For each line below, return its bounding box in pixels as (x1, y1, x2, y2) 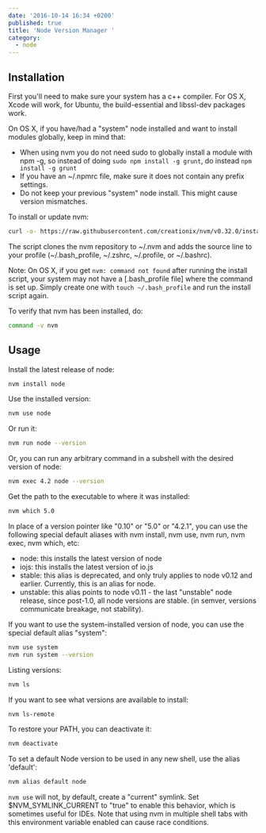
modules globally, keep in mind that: (8, 132, 126, 141)
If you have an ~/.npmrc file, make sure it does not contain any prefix (19, 171, 245, 181)
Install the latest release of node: (8, 364, 115, 374)
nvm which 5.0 (8, 507, 55, 515)
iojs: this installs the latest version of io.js (19, 562, 154, 571)
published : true (8, 19, 62, 27)
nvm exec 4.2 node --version (8, 478, 104, 486)
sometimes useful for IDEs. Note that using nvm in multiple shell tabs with (8, 809, 248, 819)
